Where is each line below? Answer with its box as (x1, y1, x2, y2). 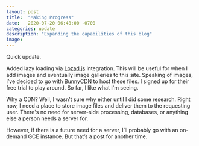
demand (6, 133, 27, 140)
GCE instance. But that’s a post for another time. (28, 133, 148, 140)
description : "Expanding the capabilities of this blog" (6, 31, 153, 37)
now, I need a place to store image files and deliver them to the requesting (6, 102, 191, 109)
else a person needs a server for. (6, 115, 89, 122)
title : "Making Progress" (6, 14, 74, 20)
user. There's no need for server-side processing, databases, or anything (6, 109, 188, 115)
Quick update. (6, 53, 41, 60)
